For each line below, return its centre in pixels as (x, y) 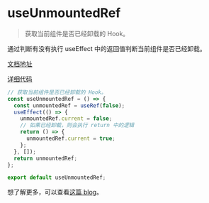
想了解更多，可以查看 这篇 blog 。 (55, 192)
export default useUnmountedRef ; (57, 178)
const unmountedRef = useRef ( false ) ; (69, 105)
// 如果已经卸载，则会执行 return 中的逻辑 (77, 126)
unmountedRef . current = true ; (70, 139)
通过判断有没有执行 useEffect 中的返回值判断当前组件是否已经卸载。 (107, 48)
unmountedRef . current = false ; (66, 119)
